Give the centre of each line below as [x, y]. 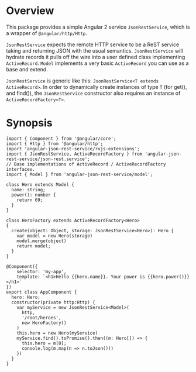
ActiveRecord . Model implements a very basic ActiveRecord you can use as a [97, 63]
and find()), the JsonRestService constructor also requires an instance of [93, 93]
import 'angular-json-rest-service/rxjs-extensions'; [73, 149]
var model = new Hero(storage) [55, 236]
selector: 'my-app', [42, 271]
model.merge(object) [42, 241]
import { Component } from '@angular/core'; [61, 139]
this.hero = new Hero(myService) [57, 333]
